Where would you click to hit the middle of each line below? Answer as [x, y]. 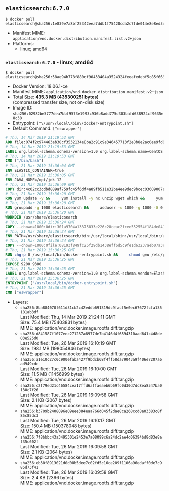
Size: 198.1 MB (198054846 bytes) [55, 348]
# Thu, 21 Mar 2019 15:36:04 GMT [40, 166]
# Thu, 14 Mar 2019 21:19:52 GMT [40, 138]
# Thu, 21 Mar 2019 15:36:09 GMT [40, 184]
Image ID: [22, 108]
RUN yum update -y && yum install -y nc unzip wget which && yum [84, 199]
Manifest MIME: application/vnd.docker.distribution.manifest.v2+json [88, 92]
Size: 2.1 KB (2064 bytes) [46, 452]
